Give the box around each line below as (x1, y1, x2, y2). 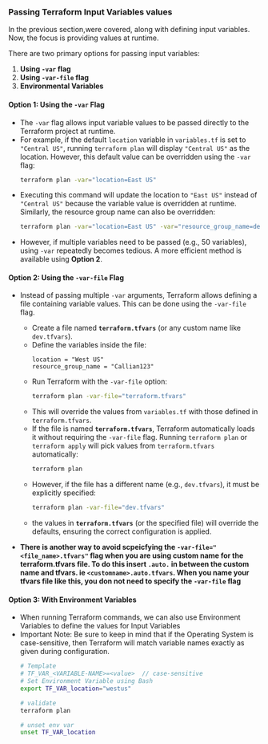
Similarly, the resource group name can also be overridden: (19, 207, 216, 217)
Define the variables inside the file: (31, 340, 146, 350)
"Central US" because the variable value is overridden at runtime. (19, 199, 237, 209)
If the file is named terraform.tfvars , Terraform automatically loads (31, 424, 255, 433)
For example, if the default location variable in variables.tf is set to (19, 135, 246, 144)
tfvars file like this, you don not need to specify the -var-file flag (19, 576, 242, 586)
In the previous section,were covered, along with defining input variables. (8, 25, 250, 35)
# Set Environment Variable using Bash (19, 677, 154, 685)
